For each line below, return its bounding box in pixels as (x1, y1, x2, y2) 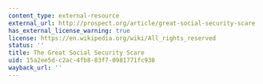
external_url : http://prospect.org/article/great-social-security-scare (8, 19, 256, 27)
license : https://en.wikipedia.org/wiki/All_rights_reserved (8, 34, 217, 42)
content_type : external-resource (8, 11, 120, 20)
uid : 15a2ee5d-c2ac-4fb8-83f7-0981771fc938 (8, 57, 156, 65)
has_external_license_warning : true (8, 26, 130, 34)
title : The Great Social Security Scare (8, 49, 145, 57)
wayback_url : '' (8, 64, 62, 72)
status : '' (8, 42, 45, 50)
